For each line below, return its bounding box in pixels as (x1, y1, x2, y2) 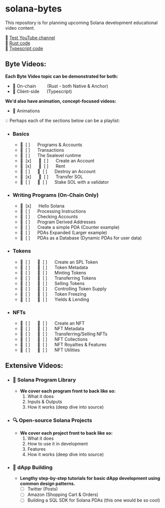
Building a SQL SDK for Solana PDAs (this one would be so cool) (27, 497, 160, 503)
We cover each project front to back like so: (20, 430, 113, 436)
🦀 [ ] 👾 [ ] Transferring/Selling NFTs (20, 331, 108, 337)
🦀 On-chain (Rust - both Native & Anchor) (12, 83, 109, 89)
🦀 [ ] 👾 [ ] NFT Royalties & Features (20, 341, 107, 347)
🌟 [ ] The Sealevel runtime (20, 153, 81, 159)
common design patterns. (20, 480, 75, 487)
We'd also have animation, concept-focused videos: (5, 98, 116, 104)
